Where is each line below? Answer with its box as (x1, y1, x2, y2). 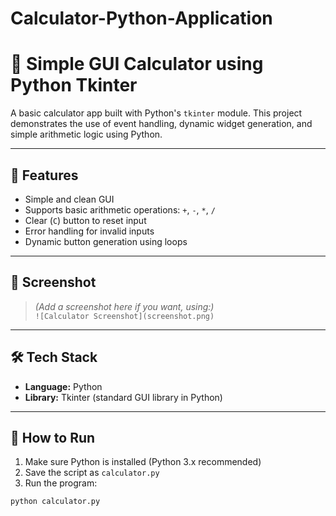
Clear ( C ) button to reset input (24, 214, 147, 226)
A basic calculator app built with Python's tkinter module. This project (10, 107, 303, 119)
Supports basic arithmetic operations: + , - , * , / (24, 203, 216, 216)
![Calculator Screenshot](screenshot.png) (34, 311, 215, 321)
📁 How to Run (10, 429, 96, 446)
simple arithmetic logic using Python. (10, 128, 163, 141)
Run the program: (24, 477, 98, 489)
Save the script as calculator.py (24, 467, 160, 479)
